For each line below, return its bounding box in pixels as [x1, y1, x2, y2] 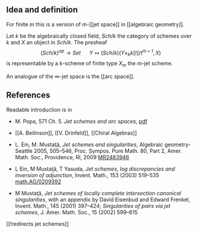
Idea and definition [6, 5, 78, 15]
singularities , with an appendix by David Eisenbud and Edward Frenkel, [14, 196, 191, 203]
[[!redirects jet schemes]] [6, 220, 69, 227]
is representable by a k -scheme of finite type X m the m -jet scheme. [6, 60, 173, 68]
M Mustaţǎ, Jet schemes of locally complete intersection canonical [14, 189, 181, 196]
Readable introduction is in [6, 106, 72, 113]
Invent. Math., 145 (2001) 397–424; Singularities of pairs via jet [14, 202, 171, 209]
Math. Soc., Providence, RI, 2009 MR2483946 [14, 153, 130, 161]
